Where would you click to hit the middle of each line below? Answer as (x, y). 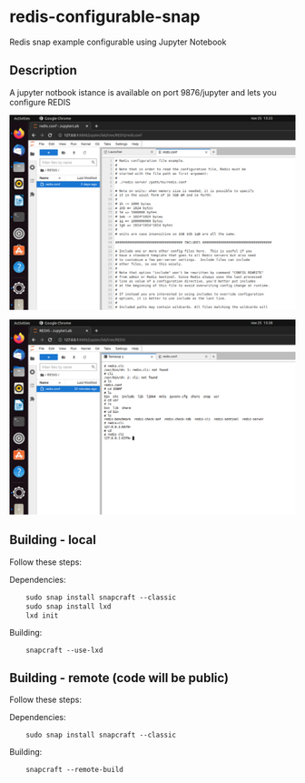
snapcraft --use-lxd (64, 650)
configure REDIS (40, 102)
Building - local (53, 540)
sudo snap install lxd (69, 607)
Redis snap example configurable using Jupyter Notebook (118, 42)
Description (43, 70)
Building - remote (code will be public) (119, 678)
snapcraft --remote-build (75, 770)
